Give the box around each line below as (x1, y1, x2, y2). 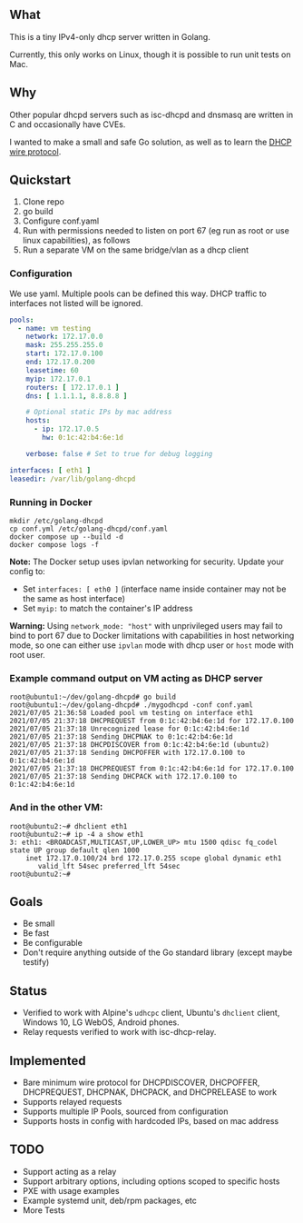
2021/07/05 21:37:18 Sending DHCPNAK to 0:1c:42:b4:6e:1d (9, 732, 233, 741)
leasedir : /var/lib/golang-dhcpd (9, 474, 136, 483)
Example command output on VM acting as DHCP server (9, 671, 263, 684)
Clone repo (22, 196, 65, 207)
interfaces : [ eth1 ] (9, 465, 92, 475)
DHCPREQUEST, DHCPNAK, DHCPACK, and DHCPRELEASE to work (22, 1086, 278, 1098)
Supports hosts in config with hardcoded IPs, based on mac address (22, 1115, 279, 1126)
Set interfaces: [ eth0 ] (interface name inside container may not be (22, 583, 287, 594)
